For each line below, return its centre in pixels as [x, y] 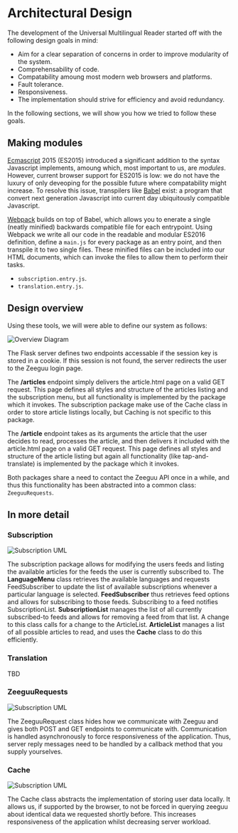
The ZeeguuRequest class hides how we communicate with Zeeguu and [113, 721]
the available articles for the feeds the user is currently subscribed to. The [116, 572]
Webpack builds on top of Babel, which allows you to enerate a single [109, 219]
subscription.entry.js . [52, 278]
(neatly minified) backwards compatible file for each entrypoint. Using [110, 227]
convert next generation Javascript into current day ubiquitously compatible [119, 198]
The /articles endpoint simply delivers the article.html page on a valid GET [116, 382]
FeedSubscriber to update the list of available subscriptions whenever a [113, 587]
